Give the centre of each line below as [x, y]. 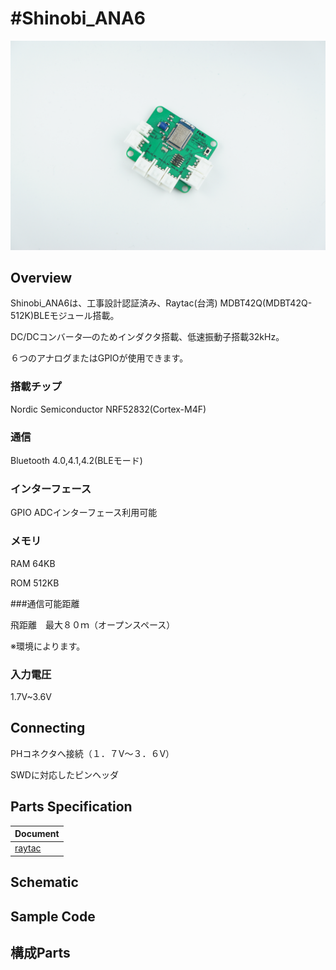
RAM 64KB [33, 563]
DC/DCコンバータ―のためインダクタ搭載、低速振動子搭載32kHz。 [147, 337]
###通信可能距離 [45, 603]
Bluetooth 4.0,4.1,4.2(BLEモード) [76, 461]
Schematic [44, 882]
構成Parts [40, 952]
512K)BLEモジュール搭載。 [65, 316]
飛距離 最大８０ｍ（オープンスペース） [93, 624]
